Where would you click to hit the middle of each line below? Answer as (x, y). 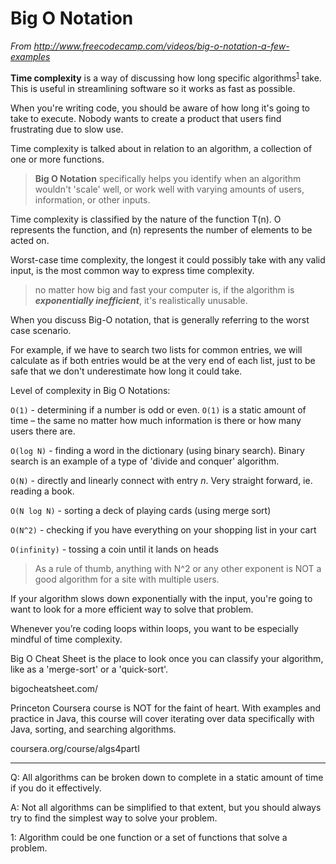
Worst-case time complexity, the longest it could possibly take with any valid (168, 259)
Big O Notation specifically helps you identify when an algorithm (168, 178)
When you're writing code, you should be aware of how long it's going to (160, 108)
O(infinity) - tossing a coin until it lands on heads (114, 549)
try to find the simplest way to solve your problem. (114, 818)
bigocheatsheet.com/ (54, 688)
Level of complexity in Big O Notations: (90, 390)
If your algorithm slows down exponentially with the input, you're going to (161, 598)
